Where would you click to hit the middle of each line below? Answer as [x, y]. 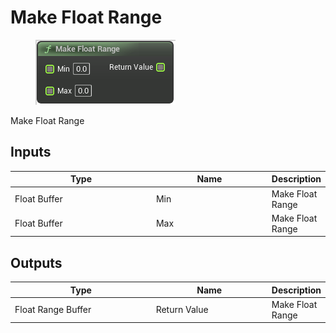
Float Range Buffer [53, 310]
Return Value [182, 310]
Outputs [36, 262]
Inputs [31, 152]
